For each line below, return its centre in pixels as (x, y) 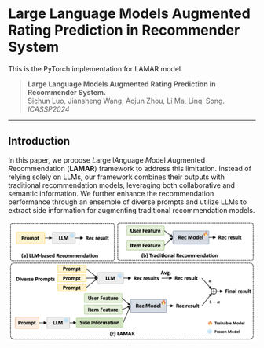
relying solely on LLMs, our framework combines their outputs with (117, 177)
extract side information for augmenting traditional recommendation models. (132, 210)
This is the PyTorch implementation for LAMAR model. (95, 68)
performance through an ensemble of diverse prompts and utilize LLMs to (128, 202)
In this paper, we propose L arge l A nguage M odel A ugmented (107, 160)
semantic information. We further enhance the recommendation (111, 193)
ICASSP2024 (48, 109)
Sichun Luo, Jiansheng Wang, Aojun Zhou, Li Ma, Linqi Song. (126, 101)
